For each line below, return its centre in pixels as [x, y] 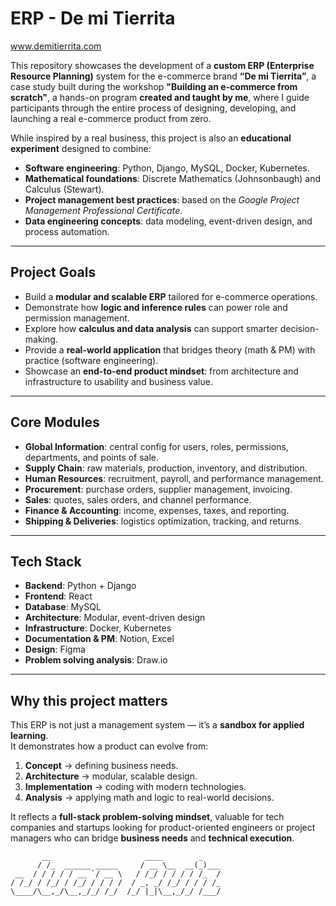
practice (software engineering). [91, 360]
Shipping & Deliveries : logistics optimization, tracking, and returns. [163, 521]
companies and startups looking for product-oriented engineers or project [163, 828]
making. [41, 339]
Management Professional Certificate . [103, 210]
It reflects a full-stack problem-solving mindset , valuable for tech [147, 817]
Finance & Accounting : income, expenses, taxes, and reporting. [157, 510]
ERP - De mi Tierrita [93, 18]
